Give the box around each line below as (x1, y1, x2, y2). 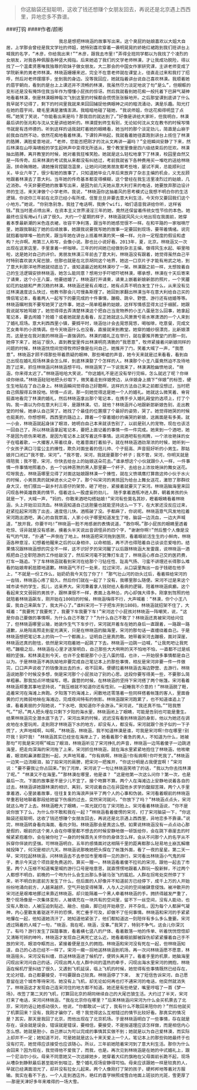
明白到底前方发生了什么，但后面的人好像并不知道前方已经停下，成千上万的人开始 (23, 878, 190, 884)
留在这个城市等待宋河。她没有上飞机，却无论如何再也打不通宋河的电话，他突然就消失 (10, 979, 186, 984)
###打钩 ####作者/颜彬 (6, 26, 64, 32)
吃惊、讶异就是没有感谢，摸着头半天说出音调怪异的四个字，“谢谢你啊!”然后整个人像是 (6, 527, 185, 533)
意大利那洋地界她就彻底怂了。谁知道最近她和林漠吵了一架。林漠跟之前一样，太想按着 (10, 264, 186, 270)
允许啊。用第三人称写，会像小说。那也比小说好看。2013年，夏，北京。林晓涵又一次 (14, 239, 188, 245)
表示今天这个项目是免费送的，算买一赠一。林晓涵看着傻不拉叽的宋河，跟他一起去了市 (14, 859, 190, 865)
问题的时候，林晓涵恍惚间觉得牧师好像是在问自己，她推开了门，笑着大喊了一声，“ (6, 346, 175, 352)
